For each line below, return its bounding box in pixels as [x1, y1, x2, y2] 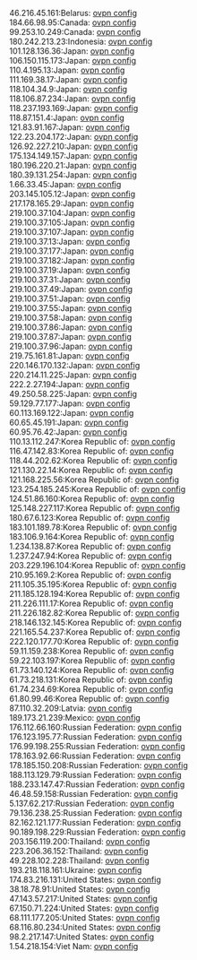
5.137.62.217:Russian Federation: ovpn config [9, 798, 175, 809]
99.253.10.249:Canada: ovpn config [9, 27, 141, 37]
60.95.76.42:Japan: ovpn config [9, 427, 128, 437]
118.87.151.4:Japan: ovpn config [9, 112, 125, 123]
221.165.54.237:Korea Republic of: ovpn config [9, 627, 181, 637]
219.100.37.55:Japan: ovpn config [9, 303, 133, 313]
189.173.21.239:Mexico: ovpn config [9, 713, 141, 722]
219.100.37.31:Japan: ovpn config [9, 274, 132, 285]
